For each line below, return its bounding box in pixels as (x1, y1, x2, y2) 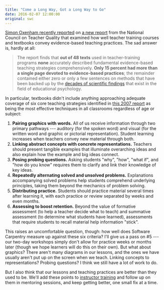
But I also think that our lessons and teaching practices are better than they (5, 269, 157, 275)
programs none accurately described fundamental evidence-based (17, 60, 153, 66)
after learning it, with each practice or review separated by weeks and (12, 193, 154, 199)
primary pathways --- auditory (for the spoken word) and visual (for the (12, 126, 157, 132)
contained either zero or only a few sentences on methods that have (17, 75, 155, 81)
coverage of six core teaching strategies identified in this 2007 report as (5, 101, 151, 107)
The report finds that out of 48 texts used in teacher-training (17, 55, 141, 61)
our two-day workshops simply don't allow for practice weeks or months (5, 239, 152, 245)
